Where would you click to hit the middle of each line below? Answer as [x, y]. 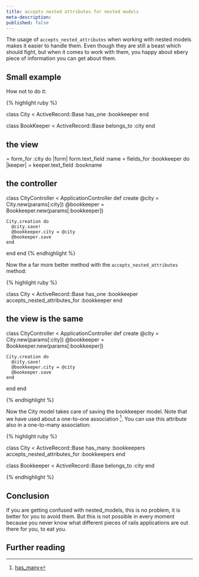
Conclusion [28, 496]
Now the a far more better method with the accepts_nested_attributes [92, 264]
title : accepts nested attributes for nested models [73, 12]
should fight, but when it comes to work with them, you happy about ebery [97, 52]
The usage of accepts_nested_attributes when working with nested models [99, 40]
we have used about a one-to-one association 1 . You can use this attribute [97, 418]
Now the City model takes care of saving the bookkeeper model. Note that [97, 411]
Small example [34, 77]
